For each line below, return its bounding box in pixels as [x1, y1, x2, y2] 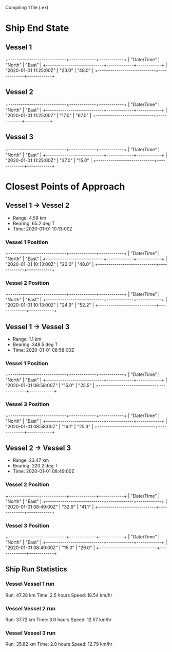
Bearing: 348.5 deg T [12, 341, 58, 348]
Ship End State [5, 23, 69, 34]
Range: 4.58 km [12, 214, 46, 221]
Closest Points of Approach [5, 180, 125, 192]
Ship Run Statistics [5, 565, 68, 574]
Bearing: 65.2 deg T [12, 220, 55, 226]
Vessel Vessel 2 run [5, 605, 55, 612]
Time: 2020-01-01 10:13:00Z [12, 226, 73, 232]
